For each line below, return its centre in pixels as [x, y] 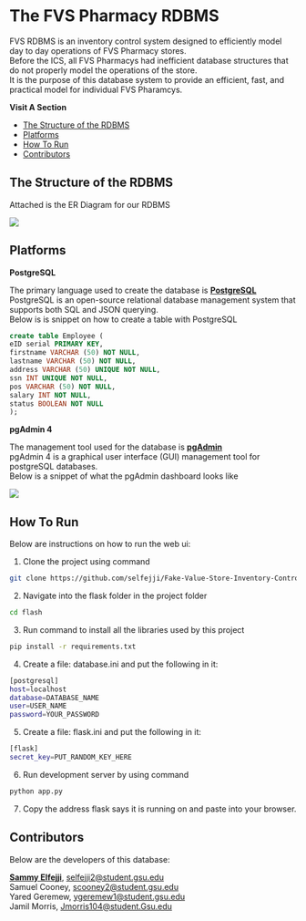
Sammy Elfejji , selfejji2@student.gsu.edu [87, 877]
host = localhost [38, 689]
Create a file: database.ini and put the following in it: [120, 664]
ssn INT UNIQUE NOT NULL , [58, 378]
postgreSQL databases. [54, 467]
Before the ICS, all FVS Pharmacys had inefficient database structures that [149, 60]
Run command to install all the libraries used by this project [133, 629]
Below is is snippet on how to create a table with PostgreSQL [123, 319]
